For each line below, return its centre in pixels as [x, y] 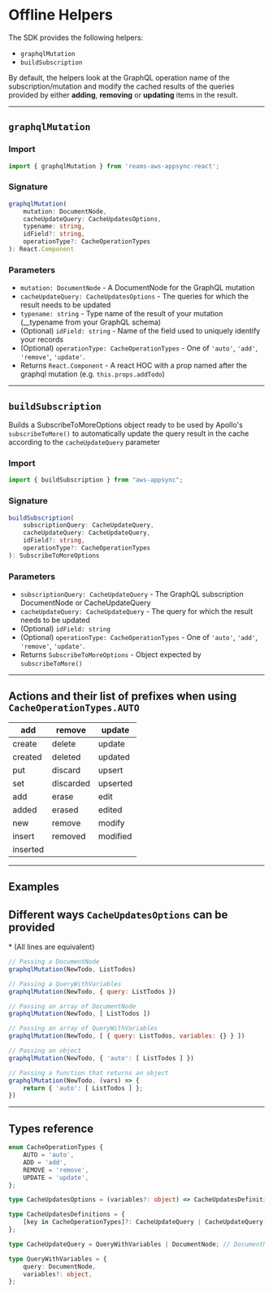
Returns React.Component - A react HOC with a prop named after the [134, 366]
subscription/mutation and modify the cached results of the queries [121, 86]
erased [65, 809]
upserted [115, 783]
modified [115, 836]
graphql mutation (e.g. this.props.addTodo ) [92, 374]
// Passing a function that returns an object [89, 1073]
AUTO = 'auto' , [49, 1155]
